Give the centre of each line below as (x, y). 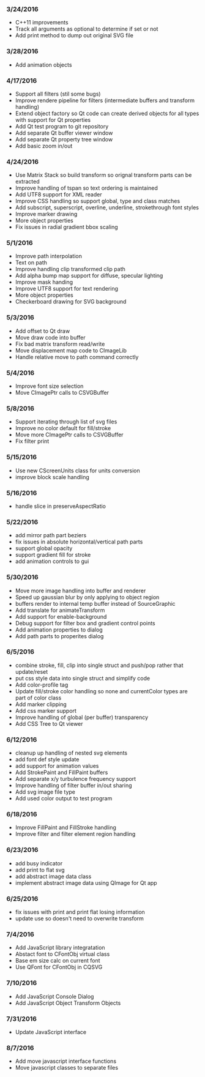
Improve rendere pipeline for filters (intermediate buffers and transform (105, 100)
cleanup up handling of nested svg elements (71, 753)
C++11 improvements (42, 23)
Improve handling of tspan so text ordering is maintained (86, 188)
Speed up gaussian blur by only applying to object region (87, 597)
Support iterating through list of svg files (66, 422)
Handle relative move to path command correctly (77, 357)
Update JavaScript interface (51, 1032)
